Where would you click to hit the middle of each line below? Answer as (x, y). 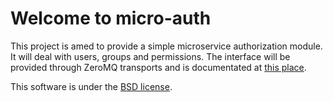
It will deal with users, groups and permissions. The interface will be (150, 56)
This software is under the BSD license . (91, 86)
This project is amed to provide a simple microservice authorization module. (166, 46)
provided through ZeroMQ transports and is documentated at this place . (158, 67)
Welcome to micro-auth (111, 18)
